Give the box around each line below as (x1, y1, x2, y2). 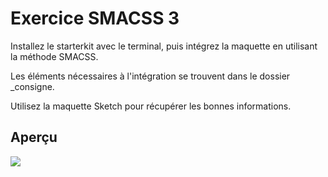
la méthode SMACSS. (10, 50, 99, 62)
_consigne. (10, 80, 55, 92)
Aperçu (10, 129, 58, 146)
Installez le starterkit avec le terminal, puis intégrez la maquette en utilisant (10, 40, 318, 52)
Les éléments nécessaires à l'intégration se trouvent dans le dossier (10, 70, 291, 82)
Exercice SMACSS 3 (10, 7, 180, 30)
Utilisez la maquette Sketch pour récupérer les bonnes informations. (10, 100, 292, 112)
